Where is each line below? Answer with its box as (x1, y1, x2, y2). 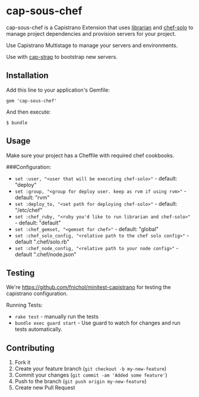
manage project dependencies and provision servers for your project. (6, 30, 176, 37)
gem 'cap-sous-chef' (6, 98, 58, 104)
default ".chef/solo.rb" (14, 238, 70, 245)
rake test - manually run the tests (14, 313, 99, 320)
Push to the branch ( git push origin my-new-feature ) (14, 378, 147, 385)
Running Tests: (6, 302, 43, 309)
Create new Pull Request (14, 384, 75, 391)
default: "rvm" (14, 193, 50, 201)
